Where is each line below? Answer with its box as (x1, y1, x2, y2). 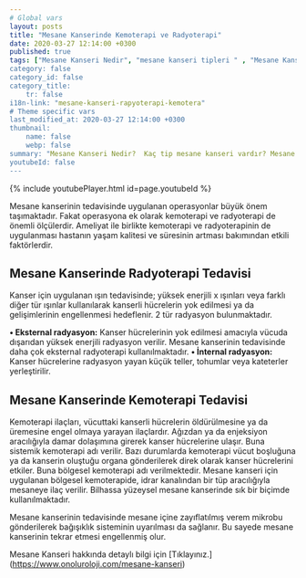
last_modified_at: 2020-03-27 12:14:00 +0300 (9, 115, 185, 124)
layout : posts (9, 22, 64, 31)
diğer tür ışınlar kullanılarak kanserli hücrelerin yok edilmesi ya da (9, 300, 255, 310)
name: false (25, 132, 71, 142)
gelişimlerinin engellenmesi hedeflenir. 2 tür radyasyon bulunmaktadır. (9, 310, 273, 321)
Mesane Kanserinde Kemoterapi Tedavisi (9, 392, 249, 407)
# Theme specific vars (9, 107, 96, 116)
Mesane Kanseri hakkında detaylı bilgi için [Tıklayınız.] (9, 549, 212, 560)
